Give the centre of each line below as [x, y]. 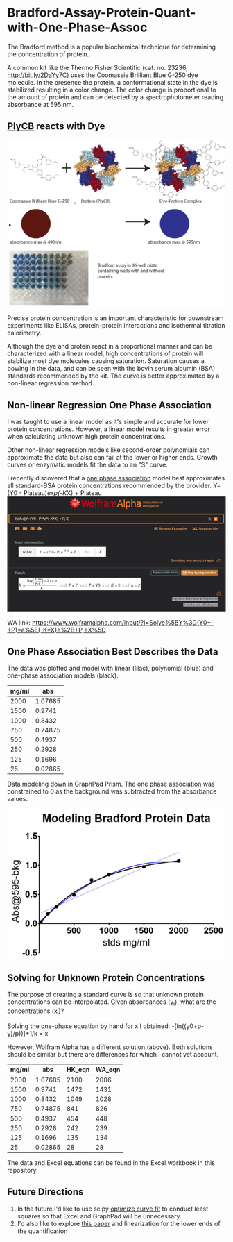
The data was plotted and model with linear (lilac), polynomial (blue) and [110, 669]
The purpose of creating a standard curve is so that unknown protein [106, 995]
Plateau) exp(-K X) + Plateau [62, 493]
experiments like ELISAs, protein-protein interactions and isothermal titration [116, 326]
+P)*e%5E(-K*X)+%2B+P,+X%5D [57, 630]
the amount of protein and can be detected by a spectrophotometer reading [115, 97]
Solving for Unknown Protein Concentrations [106, 978]
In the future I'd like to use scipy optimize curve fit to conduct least [113, 1209]
